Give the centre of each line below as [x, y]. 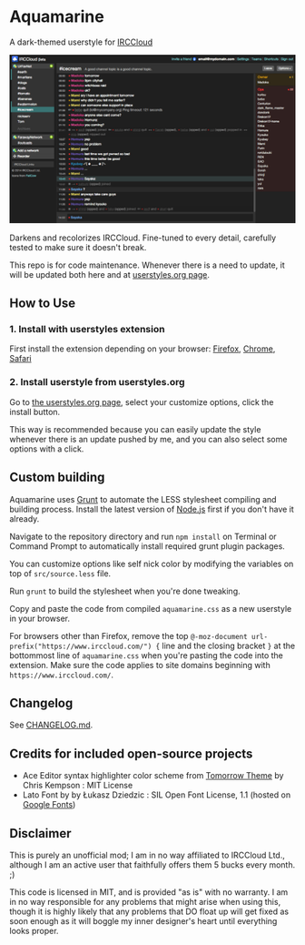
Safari [20, 359]
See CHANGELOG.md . [51, 725]
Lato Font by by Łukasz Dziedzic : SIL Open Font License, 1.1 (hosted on [157, 795]
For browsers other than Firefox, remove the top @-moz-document [128, 635]
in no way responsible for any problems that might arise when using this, [145, 901]
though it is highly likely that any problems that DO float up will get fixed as [149, 911]
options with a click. [47, 449]
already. [25, 518]
